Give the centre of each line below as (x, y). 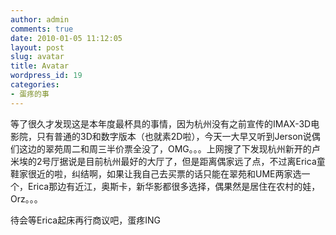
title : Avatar (40, 66)
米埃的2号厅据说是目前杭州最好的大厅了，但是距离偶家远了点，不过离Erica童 (168, 161)
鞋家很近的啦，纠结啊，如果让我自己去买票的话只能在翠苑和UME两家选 (156, 173)
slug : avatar (37, 57)
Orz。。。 (26, 198)
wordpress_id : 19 (46, 76)
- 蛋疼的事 (30, 94)
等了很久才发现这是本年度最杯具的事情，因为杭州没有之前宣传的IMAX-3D (161, 123)
